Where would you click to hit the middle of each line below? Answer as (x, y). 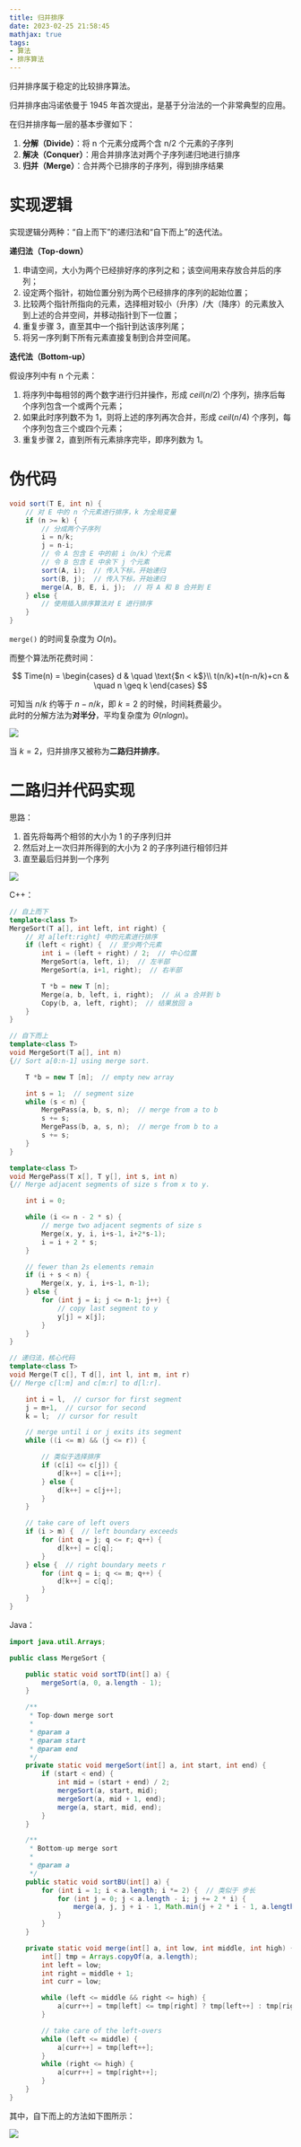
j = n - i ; (58, 546)
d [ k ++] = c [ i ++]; (90, 1474)
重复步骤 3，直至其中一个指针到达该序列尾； (104, 326)
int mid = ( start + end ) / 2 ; (113, 1782)
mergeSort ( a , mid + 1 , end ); (112, 1799)
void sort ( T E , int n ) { (56, 504)
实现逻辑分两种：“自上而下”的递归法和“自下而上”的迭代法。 (118, 232)
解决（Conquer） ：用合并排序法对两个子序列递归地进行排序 (131, 154)
